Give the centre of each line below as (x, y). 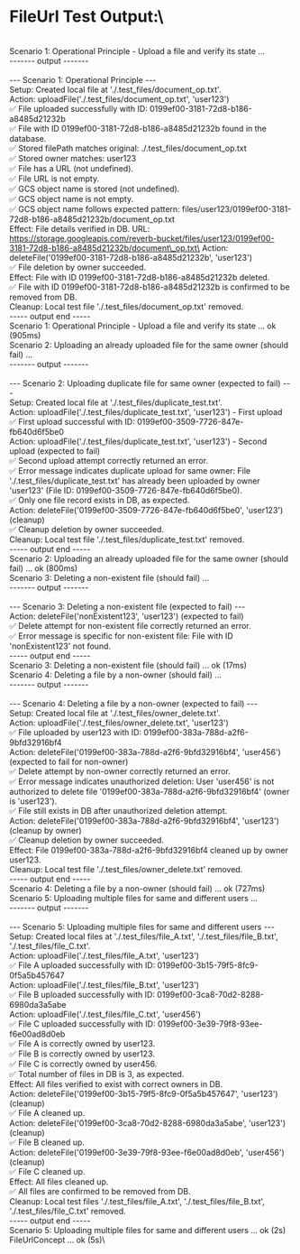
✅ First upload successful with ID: (72, 421)
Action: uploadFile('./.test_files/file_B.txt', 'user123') (105, 984)
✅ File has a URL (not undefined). (71, 168)
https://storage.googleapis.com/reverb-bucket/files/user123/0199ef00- (142, 238)
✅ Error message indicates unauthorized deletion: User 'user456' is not (142, 781)
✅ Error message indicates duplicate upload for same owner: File (130, 470)
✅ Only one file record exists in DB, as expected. (100, 500)
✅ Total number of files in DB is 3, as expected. (97, 1074)
